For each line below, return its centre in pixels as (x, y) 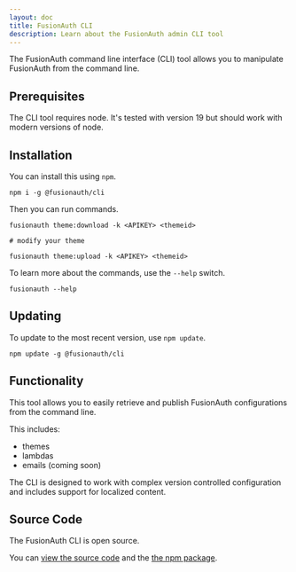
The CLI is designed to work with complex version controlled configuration (145, 482)
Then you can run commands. (64, 209)
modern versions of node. (56, 127)
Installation (41, 155)
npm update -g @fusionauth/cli (67, 354)
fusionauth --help (43, 289)
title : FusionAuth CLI (51, 26)
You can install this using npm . (63, 176)
